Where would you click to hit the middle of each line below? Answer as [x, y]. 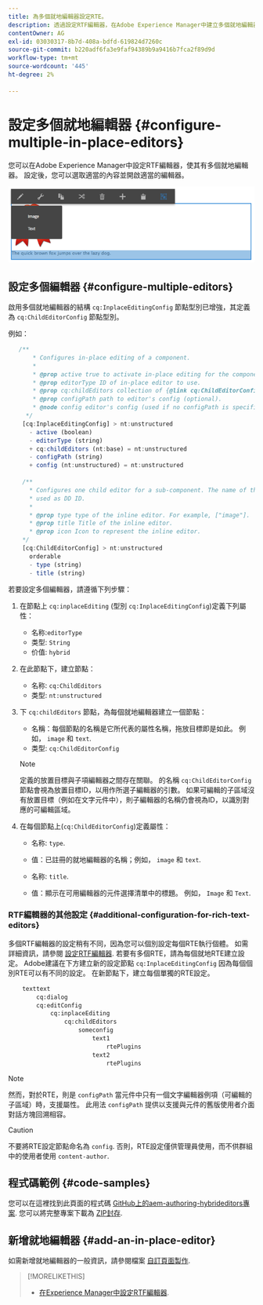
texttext [36, 989]
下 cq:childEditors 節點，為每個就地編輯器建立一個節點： [113, 711]
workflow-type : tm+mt [43, 58]
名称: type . [48, 843]
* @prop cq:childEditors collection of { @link [110, 391]
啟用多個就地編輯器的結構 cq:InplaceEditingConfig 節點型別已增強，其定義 [129, 307]
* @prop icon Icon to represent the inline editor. [115, 532]
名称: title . [50, 876]
